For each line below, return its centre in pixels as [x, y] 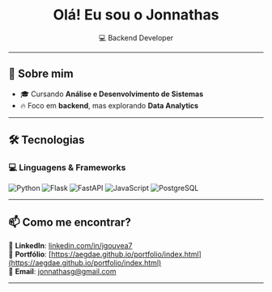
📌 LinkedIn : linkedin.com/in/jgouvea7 [70, 246]
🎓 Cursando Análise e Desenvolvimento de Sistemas [112, 94]
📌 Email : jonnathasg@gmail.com [62, 272]
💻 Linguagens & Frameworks [67, 167]
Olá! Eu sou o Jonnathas [136, 15]
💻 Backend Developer [136, 37]
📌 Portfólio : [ [30, 254]
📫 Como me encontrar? [70, 222]
